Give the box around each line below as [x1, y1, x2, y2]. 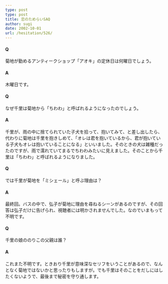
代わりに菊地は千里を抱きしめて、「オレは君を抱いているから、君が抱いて [5, 135, 156, 141]
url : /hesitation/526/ [5, 31, 53, 36]
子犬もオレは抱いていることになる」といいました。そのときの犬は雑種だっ [9, 141, 163, 147]
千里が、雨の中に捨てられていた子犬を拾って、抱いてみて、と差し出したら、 [5, 128, 162, 134]
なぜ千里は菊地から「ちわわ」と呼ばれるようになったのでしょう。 [5, 105, 141, 111]
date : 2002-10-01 [5, 26, 42, 31]
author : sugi [5, 21, 33, 27]
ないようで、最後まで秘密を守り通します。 [14, 273, 101, 279]
